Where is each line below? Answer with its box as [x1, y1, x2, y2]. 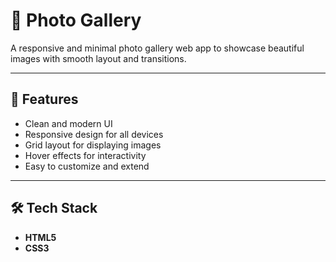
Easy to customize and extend [24, 160, 150, 172]
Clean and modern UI [24, 117, 113, 129]
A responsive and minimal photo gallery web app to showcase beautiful [10, 42, 305, 54]
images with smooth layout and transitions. [10, 52, 187, 64]
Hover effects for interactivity [24, 149, 147, 161]
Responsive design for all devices [24, 128, 164, 140]
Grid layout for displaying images [24, 139, 162, 151]
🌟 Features [10, 91, 79, 108]
